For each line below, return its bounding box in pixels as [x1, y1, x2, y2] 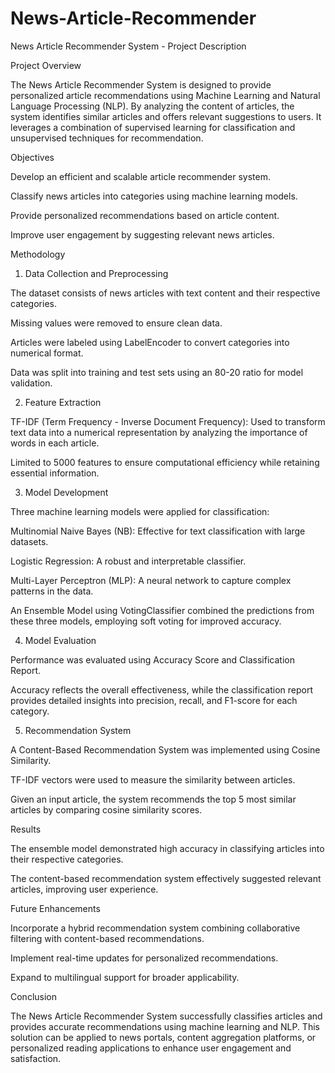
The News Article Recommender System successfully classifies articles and [10, 1010, 323, 1022]
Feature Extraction [24, 396, 102, 408]
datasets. [10, 535, 49, 547]
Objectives [10, 151, 55, 163]
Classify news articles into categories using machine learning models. [10, 190, 298, 202]
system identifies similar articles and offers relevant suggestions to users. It [10, 110, 322, 122]
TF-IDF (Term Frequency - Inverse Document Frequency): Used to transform [10, 415, 326, 427]
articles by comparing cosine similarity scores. [10, 803, 203, 816]
